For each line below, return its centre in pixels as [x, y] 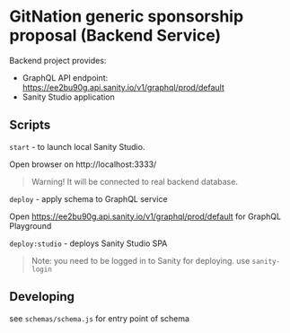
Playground [31, 225]
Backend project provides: [58, 60]
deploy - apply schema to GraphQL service [88, 198]
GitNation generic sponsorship [127, 17]
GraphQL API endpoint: [65, 77]
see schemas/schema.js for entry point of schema [100, 318]
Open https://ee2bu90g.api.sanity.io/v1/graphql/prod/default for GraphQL [145, 216]
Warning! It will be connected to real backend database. [134, 181]
